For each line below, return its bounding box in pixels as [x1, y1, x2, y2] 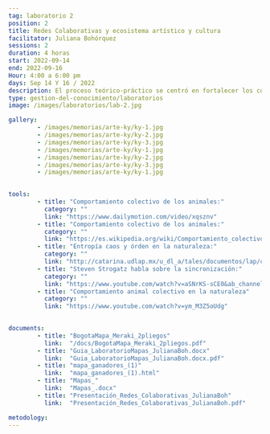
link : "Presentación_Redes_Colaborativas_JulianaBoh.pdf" [43, 399, 247, 407]
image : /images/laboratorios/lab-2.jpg [8, 101, 142, 109]
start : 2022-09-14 [8, 57, 70, 65]
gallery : [8, 116, 38, 125]
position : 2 [8, 19, 48, 27]
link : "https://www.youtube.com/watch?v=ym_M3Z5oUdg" [43, 302, 228, 310]
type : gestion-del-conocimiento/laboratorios [8, 94, 163, 102]
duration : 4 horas [8, 49, 70, 57]
